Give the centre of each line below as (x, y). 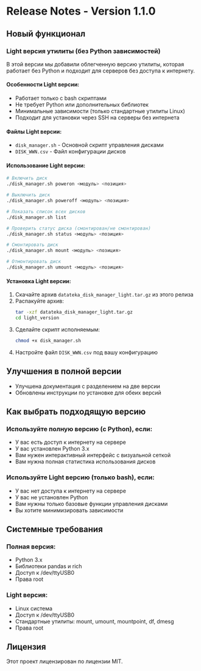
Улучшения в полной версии (64, 372)
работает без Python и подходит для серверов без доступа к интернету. (100, 71)
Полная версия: (31, 546)
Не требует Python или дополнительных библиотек (82, 105)
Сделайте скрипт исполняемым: (58, 329)
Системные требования (55, 529)
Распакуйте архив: (39, 301)
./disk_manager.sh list (37, 217)
